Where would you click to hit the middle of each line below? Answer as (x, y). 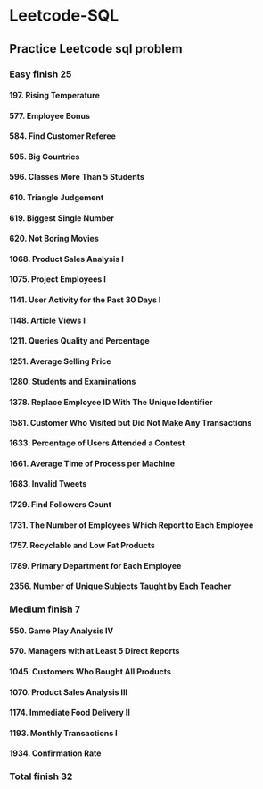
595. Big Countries (45, 157)
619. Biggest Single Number (62, 218)
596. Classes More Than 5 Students (77, 177)
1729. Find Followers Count (60, 504)
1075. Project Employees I (58, 279)
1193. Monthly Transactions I (63, 733)
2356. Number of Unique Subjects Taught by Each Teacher (120, 586)
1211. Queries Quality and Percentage (79, 341)
